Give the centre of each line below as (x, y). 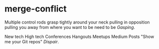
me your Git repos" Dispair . (32, 41)
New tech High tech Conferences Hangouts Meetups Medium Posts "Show (79, 37)
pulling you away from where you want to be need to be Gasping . (70, 27)
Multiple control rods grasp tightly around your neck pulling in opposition (77, 22)
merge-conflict (36, 9)
